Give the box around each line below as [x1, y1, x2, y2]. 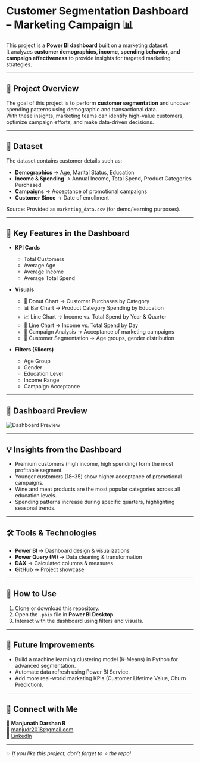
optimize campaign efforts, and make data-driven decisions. [6, 118, 154, 126]
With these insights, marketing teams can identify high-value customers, [6, 112, 185, 119]
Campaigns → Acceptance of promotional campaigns [14, 188, 148, 195]
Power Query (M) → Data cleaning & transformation [14, 553, 142, 560]
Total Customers [23, 256, 64, 263]
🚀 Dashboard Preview [6, 406, 87, 416]
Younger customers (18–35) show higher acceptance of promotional [14, 473, 182, 480]
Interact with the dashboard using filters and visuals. [14, 617, 144, 624]
